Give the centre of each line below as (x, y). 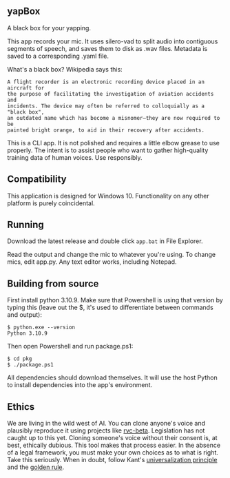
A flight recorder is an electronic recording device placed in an (106, 82)
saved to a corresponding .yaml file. (58, 56)
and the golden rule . (36, 467)
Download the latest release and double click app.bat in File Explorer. (105, 241)
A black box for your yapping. (49, 28)
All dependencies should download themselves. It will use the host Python (113, 377)
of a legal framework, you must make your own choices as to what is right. (113, 453)
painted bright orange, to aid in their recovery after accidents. (106, 130)
